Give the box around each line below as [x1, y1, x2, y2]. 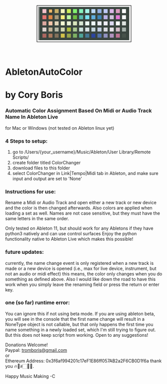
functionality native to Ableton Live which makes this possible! [5, 236, 133, 242]
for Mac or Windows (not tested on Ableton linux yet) [5, 125, 114, 131]
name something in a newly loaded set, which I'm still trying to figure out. [5, 327, 156, 333]
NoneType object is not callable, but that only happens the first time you [5, 321, 153, 327]
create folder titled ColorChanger [12, 159, 81, 165]
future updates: [5, 249, 44, 256]
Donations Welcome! [5, 342, 48, 348]
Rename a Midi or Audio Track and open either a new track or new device [5, 200, 156, 206]
